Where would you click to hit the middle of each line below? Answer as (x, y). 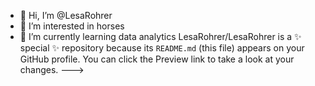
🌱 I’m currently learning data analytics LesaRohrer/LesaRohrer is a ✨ (160, 36)
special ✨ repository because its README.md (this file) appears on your (162, 48)
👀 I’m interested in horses (72, 26)
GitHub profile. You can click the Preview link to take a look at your (157, 59)
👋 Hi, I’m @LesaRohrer (66, 15)
